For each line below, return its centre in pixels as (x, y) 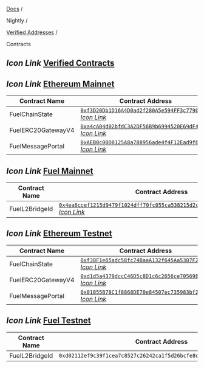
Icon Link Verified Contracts (60, 63)
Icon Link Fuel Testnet (49, 321)
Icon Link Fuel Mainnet (50, 171)
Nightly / (17, 20)
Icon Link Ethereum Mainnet (60, 84)
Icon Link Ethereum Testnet (59, 234)
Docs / (15, 9)
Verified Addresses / (32, 32)
